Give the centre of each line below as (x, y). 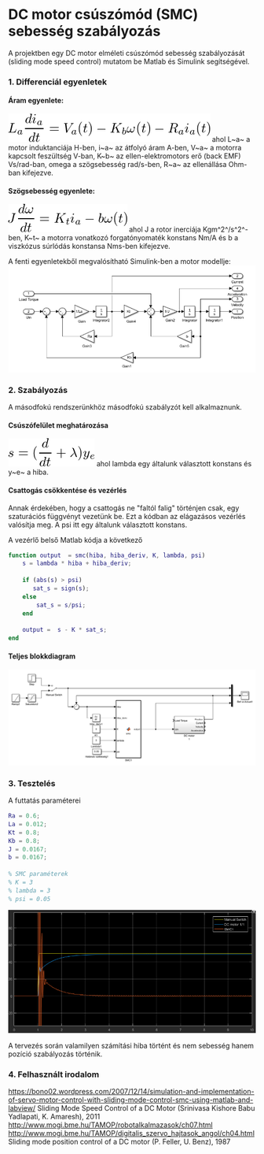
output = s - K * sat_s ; (65, 630)
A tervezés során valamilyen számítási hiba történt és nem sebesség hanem (131, 1045)
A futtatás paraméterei (44, 800)
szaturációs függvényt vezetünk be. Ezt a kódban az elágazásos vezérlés (127, 516)
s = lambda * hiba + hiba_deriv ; (77, 564)
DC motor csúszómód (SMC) (103, 15)
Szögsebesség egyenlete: (52, 191)
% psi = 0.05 (29, 899)
